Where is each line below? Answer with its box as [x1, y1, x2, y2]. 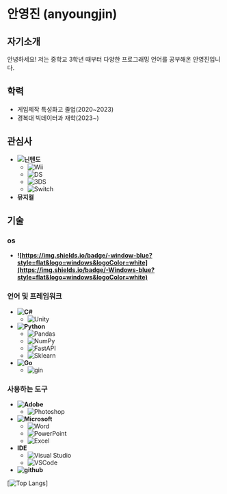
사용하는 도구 [7, 384, 48, 394]
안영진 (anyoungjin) [7, 6, 118, 22]
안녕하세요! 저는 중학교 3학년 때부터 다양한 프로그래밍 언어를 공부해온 [7, 55, 191, 63]
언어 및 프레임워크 [7, 292, 63, 301]
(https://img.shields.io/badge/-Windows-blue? [16, 266, 155, 274]
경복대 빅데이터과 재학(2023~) [16, 114, 99, 122]
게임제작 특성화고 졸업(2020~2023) [16, 105, 114, 113]
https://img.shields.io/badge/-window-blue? [21, 251, 152, 260]
